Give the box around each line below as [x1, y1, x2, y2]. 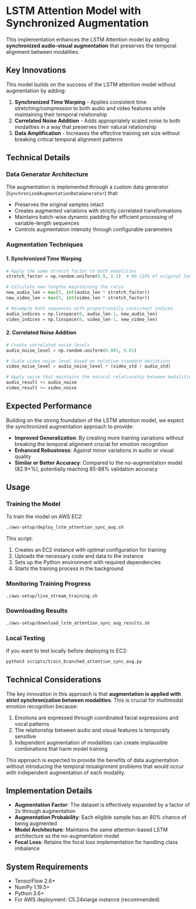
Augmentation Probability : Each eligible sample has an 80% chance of [14, 814, 187, 821]
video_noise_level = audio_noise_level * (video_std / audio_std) [6, 363, 171, 369]
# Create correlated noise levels [6, 342, 90, 348]
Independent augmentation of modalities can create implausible [14, 739, 168, 746]
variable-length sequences [14, 219, 80, 227]
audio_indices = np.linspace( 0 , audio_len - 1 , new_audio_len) [6, 311, 158, 317]
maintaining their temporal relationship [14, 111, 107, 118]
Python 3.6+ [14, 890, 45, 897]
